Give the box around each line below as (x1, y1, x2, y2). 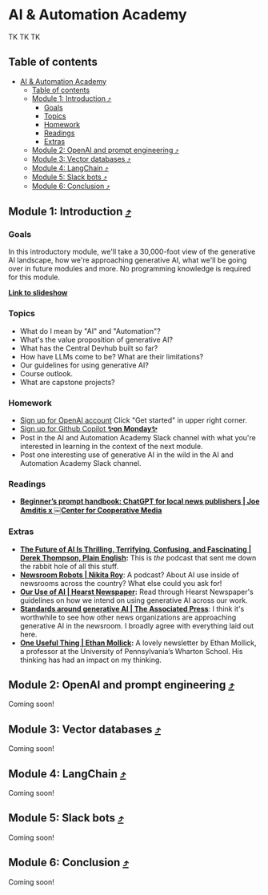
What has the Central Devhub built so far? (19, 343, 158, 353)
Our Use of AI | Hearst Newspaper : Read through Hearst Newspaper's (19, 587, 254, 596)
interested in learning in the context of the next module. (19, 442, 203, 452)
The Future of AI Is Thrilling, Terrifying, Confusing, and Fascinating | (19, 544, 252, 554)
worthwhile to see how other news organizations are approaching (19, 612, 237, 622)
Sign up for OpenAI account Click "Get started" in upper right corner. (19, 415, 248, 425)
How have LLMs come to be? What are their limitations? (19, 351, 204, 361)
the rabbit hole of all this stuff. (19, 561, 119, 571)
